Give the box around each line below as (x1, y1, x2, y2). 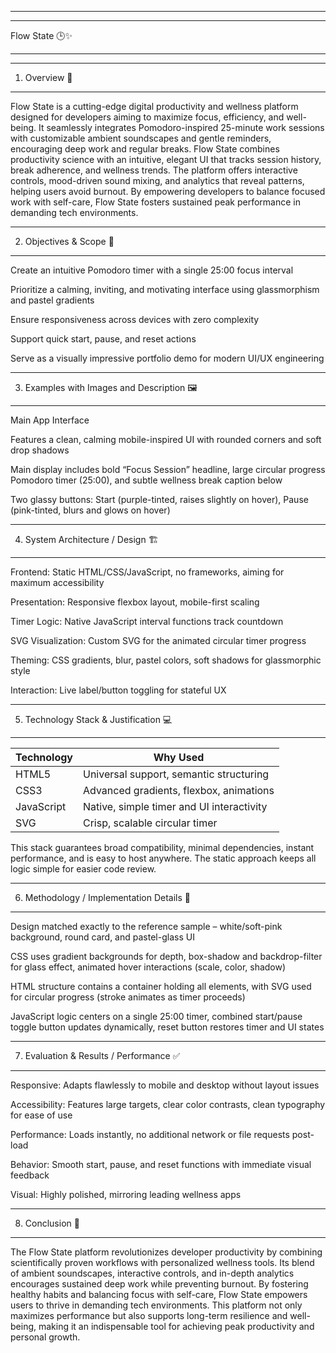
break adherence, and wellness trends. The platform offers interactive (10, 164, 298, 176)
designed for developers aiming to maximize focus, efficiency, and (10, 111, 285, 123)
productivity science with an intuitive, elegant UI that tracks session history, (10, 154, 322, 165)
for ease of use (10, 1109, 73, 1121)
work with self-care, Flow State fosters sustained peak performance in (10, 196, 301, 208)
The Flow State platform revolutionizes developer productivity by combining (10, 1246, 323, 1258)
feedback (10, 1169, 50, 1181)
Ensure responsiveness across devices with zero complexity (10, 314, 260, 325)
